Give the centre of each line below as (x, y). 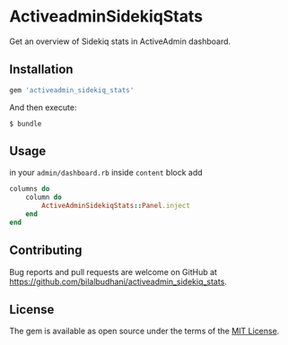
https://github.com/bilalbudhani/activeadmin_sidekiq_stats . (118, 281)
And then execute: (43, 107)
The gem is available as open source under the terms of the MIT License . (144, 331)
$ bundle (26, 124)
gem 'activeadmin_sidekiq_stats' (72, 90)
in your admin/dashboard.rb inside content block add (106, 173)
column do (44, 198)
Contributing (46, 250)
